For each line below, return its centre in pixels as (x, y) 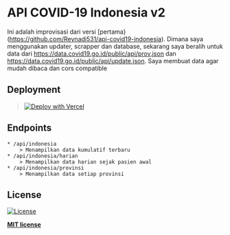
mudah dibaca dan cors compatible (57, 68)
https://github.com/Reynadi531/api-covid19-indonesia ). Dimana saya (106, 38)
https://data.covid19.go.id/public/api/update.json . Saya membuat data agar (113, 60)
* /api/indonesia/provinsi (46, 168)
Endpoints (30, 128)
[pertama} (112, 32)
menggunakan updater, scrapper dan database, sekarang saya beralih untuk (115, 46)
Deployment (34, 90)
